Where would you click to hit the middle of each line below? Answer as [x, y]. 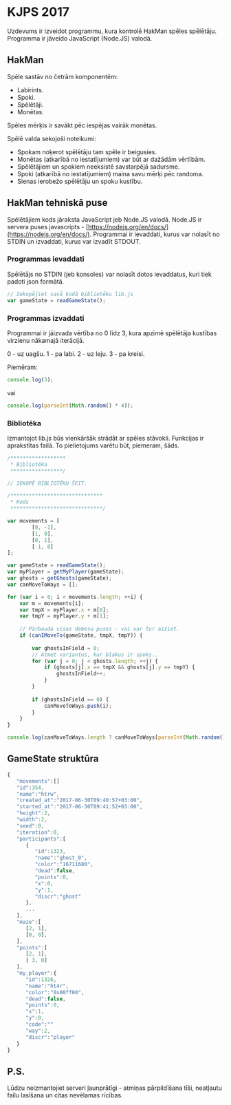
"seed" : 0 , [30, 826]
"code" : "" [39, 1024]
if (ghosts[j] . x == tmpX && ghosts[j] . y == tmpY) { [119, 667]
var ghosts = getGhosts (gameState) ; [59, 578]
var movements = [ [33, 521]
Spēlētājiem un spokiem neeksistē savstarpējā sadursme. [98, 167]
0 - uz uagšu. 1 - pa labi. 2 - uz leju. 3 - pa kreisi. [76, 354]
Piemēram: [22, 367]
